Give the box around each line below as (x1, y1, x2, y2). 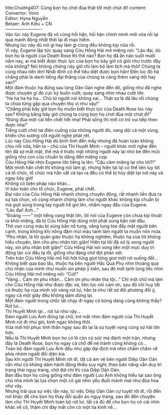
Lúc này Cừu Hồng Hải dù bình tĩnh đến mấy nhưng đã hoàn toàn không (5, 138, 154, 144)
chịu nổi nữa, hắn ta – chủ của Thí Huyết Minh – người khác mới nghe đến (5, 143, 157, 149)
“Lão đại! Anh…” (5, 207, 39, 213)
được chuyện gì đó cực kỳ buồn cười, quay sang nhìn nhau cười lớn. (5, 90, 145, 96)
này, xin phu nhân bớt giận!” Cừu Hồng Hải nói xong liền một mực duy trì (5, 245, 154, 250)
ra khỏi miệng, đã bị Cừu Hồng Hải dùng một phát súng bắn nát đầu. (5, 218, 146, 224)
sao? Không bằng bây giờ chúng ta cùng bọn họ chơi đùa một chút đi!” (5, 111, 151, 117)
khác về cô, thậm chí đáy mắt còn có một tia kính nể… (5, 404, 117, 410)
